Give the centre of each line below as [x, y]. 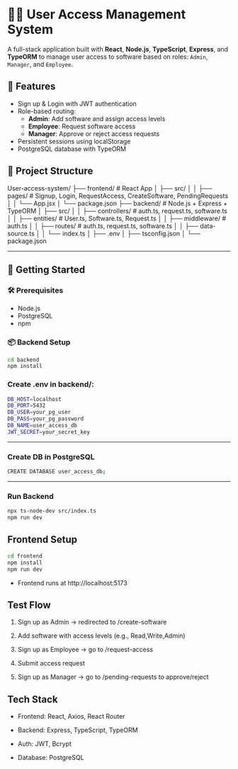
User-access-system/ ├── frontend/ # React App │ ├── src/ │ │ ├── [110, 188]
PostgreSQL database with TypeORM [72, 149]
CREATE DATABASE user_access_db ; [57, 472]
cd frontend [25, 556]
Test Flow [29, 605]
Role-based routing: [47, 111]
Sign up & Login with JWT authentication [77, 103]
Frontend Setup [42, 540]
